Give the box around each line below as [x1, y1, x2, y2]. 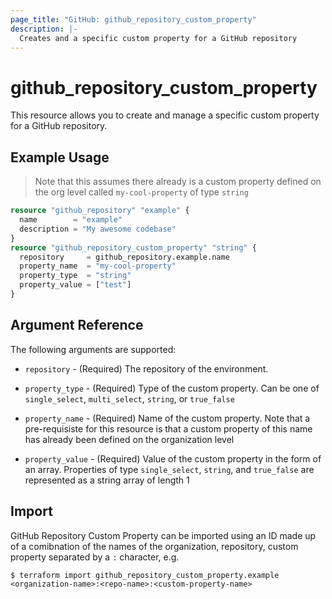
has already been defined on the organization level [24, 433, 235, 445]
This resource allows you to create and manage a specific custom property [10, 109, 320, 121]
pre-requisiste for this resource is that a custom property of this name [24, 422, 313, 435]
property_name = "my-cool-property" [19, 261, 177, 271]
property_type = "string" [19, 271, 132, 281]
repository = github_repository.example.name [19, 252, 230, 262]
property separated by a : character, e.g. [10, 551, 180, 563]
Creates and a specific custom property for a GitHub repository [19, 33, 298, 43]
